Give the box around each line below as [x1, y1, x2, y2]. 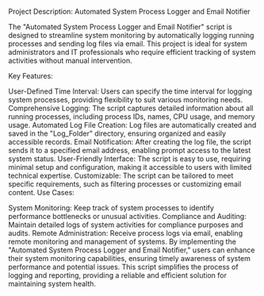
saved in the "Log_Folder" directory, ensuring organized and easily [8, 129, 227, 138]
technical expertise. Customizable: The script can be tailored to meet [8, 171, 234, 180]
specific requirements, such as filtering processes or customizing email [8, 179, 242, 189]
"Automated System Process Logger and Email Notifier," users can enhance [8, 245, 255, 255]
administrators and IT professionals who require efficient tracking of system [8, 48, 256, 56]
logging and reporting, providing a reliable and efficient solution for [8, 271, 228, 280]
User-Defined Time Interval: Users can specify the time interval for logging [8, 86, 252, 96]
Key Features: [8, 71, 53, 80]
